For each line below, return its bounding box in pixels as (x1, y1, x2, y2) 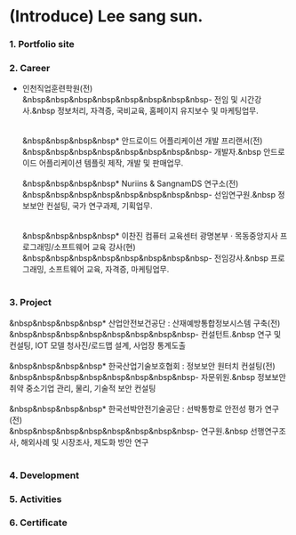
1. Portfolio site (9, 38, 75, 51)
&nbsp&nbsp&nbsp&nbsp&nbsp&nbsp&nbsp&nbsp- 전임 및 (21, 94, 238, 105)
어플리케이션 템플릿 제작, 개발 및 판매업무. (38, 158, 184, 168)
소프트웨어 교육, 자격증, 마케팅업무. (48, 264, 170, 275)
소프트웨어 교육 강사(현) (53, 242, 136, 253)
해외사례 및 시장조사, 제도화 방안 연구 (20, 436, 149, 447)
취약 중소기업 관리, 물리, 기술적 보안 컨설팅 (9, 383, 156, 393)
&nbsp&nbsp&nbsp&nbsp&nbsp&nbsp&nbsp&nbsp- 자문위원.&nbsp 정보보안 (9, 371, 286, 382)
